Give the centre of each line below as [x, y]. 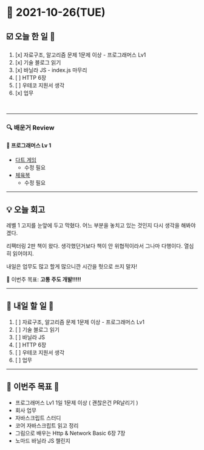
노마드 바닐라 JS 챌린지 [43, 440]
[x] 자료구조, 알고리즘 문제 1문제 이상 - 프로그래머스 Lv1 [80, 55]
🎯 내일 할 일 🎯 [30, 306]
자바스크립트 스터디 [38, 418]
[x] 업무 [24, 93]
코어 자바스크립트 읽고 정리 [47, 425]
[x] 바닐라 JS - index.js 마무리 [51, 70]
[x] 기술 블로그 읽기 [38, 62]
